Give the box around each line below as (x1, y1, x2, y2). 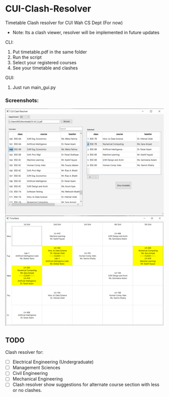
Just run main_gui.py (12, 84, 56, 90)
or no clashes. (12, 387, 42, 393)
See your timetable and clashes (12, 65, 78, 71)
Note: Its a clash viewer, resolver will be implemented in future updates (12, 29, 160, 35)
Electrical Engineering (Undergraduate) (12, 359, 94, 365)
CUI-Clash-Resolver (5, 3, 92, 15)
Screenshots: (5, 96, 39, 104)
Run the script (12, 54, 42, 60)
